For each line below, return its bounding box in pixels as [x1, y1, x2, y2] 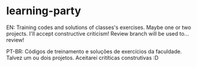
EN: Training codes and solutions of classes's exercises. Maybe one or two [6, 24, 192, 31]
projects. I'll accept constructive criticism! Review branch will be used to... [6, 30, 189, 37]
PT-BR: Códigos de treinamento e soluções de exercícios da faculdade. [6, 47, 182, 55]
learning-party [6, 4, 81, 18]
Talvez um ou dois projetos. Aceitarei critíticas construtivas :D [6, 54, 159, 61]
